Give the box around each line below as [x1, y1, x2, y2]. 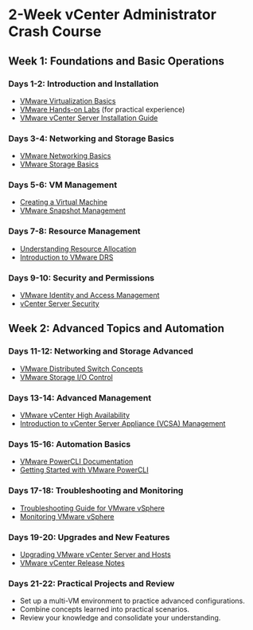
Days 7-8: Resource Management [8, 225, 141, 237]
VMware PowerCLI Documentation [19, 456, 134, 467]
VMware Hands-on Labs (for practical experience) [19, 104, 185, 114]
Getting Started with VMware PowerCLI [19, 465, 149, 475]
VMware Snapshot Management [19, 205, 126, 216]
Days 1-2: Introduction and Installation [8, 78, 159, 89]
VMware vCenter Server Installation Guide [19, 113, 158, 123]
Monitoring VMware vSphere [19, 511, 115, 521]
